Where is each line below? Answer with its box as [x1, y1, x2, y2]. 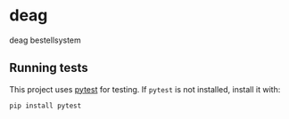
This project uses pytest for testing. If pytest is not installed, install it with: [9, 83, 281, 94]
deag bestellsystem [9, 35, 82, 45]
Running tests [9, 60, 89, 75]
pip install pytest [9, 101, 82, 110]
